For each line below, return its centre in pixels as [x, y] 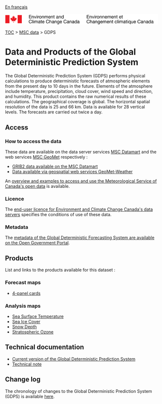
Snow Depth [24, 327]
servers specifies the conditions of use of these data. [58, 215]
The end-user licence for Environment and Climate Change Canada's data [79, 209]
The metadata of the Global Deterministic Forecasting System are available [80, 238]
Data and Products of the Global [71, 52]
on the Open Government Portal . [38, 243]
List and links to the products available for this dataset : [60, 270]
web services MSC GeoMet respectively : [47, 157]
